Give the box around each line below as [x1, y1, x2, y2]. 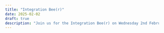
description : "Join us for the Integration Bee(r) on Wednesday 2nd [5, 20, 147, 26]
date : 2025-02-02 [5, 12, 41, 16]
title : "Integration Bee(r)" [5, 7, 64, 12]
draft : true [5, 16, 29, 21]
